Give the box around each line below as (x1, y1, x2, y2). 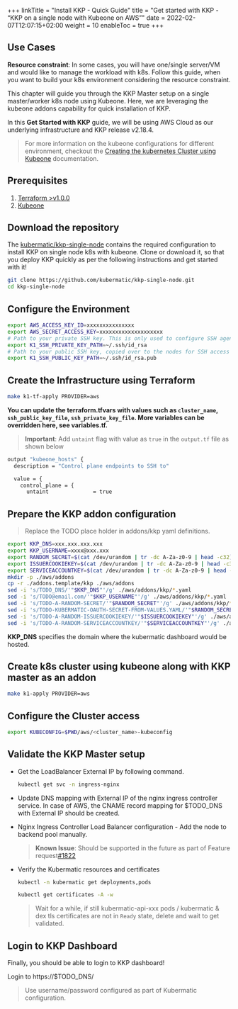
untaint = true (25, 488, 113, 495)
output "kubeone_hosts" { (7, 456, 84, 463)
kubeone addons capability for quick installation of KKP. (7, 104, 171, 113)
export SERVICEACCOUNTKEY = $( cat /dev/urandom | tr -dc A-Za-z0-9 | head (7, 567, 227, 574)
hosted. (7, 640, 30, 648)
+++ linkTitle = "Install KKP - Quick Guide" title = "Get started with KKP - (7, 6, 219, 14)
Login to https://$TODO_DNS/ (7, 972, 94, 981)
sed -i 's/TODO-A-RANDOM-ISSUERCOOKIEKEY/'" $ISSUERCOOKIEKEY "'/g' (7, 613, 208, 620)
